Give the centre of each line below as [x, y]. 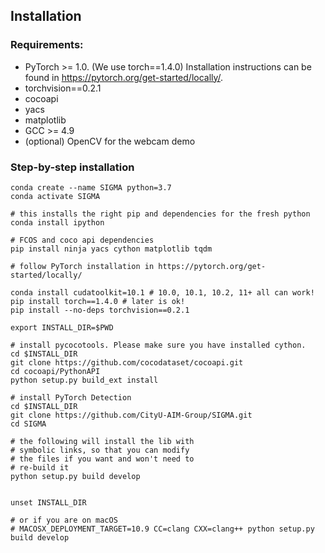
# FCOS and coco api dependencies [82, 240]
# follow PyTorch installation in [82, 266]
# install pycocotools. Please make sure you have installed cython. [158, 345]
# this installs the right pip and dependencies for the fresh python [160, 214]
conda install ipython [57, 222]
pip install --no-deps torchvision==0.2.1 [100, 310]
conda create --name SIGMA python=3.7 [91, 187]
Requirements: [47, 45]
